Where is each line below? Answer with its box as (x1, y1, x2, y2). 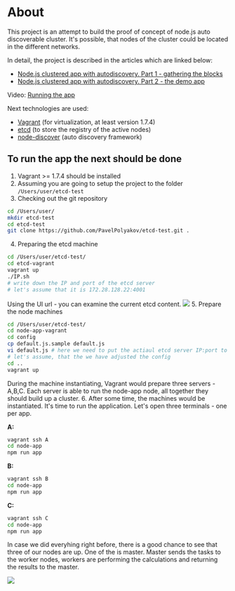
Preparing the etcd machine (17, 240, 98, 248)
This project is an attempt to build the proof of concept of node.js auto (7, 27, 210, 36)
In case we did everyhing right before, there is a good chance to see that (7, 540, 217, 549)
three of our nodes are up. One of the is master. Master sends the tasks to (7, 548, 221, 557)
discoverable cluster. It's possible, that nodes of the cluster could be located (7, 34, 229, 43)
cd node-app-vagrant (7, 327, 68, 334)
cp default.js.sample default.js (7, 340, 105, 347)
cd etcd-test (7, 220, 46, 228)
